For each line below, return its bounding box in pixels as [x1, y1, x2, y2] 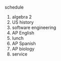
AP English [11, 30, 34, 35]
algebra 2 [11, 14, 32, 19]
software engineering [11, 24, 56, 30]
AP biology [11, 46, 34, 51]
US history [11, 19, 34, 25]
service [11, 51, 28, 57]
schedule [4, 4, 24, 10]
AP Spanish [11, 40, 36, 46]
